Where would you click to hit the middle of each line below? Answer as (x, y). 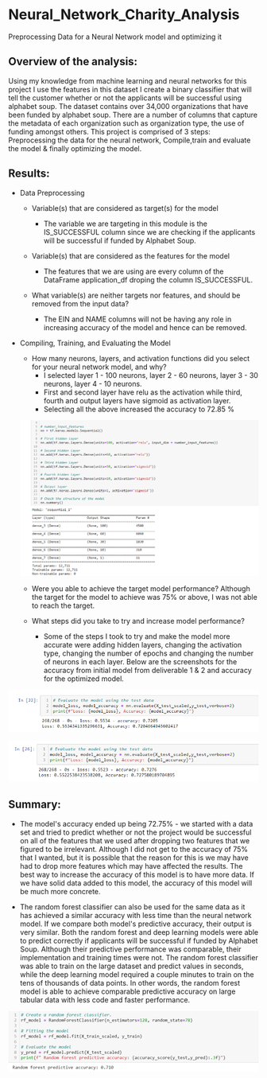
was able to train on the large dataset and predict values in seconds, (132, 966)
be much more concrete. (60, 891)
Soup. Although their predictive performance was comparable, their (130, 949)
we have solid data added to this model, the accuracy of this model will (136, 883)
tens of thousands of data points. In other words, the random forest (130, 983)
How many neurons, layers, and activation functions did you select (141, 358)
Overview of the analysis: (73, 62)
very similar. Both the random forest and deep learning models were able (139, 932)
